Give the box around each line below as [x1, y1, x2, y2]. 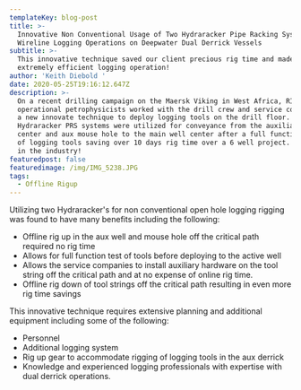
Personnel [21, 333, 60, 343]
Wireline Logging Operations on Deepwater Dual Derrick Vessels [17, 38, 262, 48]
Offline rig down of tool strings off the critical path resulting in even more [21, 279, 292, 290]
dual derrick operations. [21, 371, 111, 382]
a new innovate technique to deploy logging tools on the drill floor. [17, 113, 291, 122]
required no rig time [21, 241, 96, 252]
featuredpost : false [9, 154, 87, 164]
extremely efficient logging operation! [17, 64, 170, 73]
